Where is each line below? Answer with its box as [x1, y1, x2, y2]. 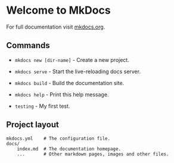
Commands [6, 40, 51, 51]
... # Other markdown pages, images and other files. [17, 151, 169, 157]
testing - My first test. [14, 102, 70, 109]
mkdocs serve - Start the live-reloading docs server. [14, 68, 141, 75]
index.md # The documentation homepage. [17, 146, 121, 152]
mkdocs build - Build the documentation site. [14, 79, 125, 86]
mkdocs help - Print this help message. [14, 90, 109, 98]
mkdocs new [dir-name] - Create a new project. [14, 56, 129, 63]
